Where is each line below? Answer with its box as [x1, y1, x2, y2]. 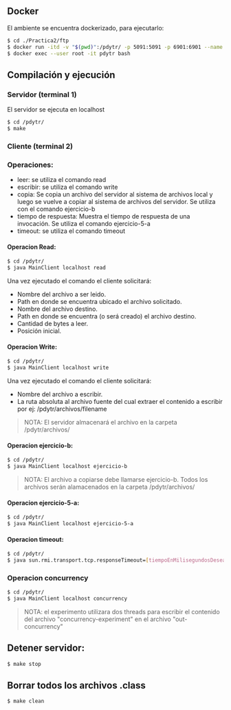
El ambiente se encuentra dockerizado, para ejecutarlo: [7, 23, 164, 32]
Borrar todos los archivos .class [7, 679, 146, 691]
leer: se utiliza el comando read [16, 176, 107, 184]
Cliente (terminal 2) [7, 141, 74, 151]
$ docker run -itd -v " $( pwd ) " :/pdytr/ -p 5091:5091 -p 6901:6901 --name [7, 43, 223, 50]
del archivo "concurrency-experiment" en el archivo [23, 615, 172, 623]
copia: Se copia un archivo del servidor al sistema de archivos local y [16, 190, 213, 199]
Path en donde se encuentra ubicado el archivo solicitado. [16, 298, 182, 306]
